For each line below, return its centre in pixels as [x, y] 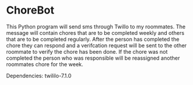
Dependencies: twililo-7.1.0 [39, 76]
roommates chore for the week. [45, 64]
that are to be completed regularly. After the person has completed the [93, 39]
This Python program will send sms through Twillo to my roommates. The [96, 27]
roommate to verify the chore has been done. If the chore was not [87, 51]
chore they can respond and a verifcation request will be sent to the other [96, 45]
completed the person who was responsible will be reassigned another [93, 58]
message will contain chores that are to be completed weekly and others [95, 32]
